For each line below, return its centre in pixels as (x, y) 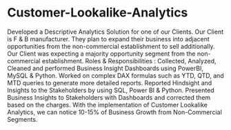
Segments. (22, 119)
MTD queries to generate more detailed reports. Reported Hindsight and (110, 83)
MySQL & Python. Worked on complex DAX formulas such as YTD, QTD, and (115, 75)
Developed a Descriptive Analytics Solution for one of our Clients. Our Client (115, 32)
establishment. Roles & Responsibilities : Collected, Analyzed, (129, 61)
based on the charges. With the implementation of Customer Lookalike (108, 105)
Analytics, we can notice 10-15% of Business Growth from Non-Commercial (114, 112)
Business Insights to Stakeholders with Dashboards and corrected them (109, 97)
